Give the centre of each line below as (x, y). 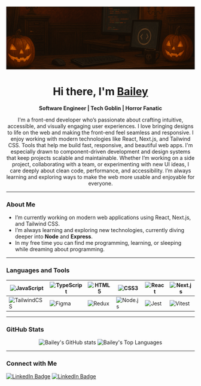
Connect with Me (32, 363)
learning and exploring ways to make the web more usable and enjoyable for (100, 177)
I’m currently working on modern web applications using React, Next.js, (103, 218)
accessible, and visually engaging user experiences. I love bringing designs (100, 126)
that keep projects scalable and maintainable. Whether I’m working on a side (100, 158)
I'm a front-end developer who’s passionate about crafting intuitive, (100, 120)
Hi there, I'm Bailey (100, 92)
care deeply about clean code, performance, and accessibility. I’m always (100, 171)
